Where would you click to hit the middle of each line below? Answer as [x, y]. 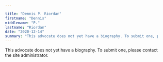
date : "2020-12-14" [25, 32]
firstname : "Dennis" [26, 18]
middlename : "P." [23, 23]
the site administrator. [27, 55]
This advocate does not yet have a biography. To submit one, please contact [81, 50]
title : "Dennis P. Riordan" [33, 14]
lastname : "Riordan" [26, 27]
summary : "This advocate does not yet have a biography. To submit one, [80, 36]
